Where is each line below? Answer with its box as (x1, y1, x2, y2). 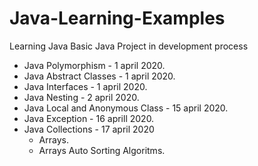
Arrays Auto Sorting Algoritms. (38, 144, 166, 156)
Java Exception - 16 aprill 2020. (23, 112, 155, 124)
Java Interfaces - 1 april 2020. (23, 80, 148, 92)
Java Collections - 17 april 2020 (23, 123, 155, 135)
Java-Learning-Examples (9, 7, 226, 30)
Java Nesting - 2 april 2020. (23, 91, 140, 103)
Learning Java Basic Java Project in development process (9, 40, 249, 52)
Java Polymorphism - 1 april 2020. (23, 59, 166, 71)
